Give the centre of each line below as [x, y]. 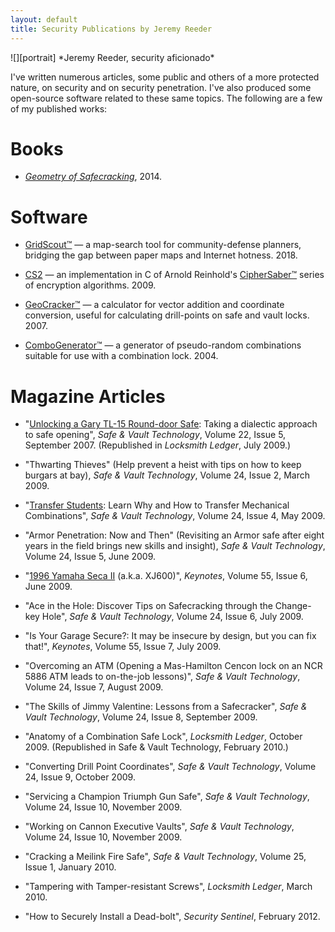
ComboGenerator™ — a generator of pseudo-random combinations [163, 345]
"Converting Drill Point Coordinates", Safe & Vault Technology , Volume [170, 767]
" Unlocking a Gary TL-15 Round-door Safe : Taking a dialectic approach [171, 424]
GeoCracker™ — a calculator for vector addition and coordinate [154, 305]
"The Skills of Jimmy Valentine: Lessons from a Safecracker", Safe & [166, 707]
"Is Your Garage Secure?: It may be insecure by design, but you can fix [170, 636]
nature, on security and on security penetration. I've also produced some [161, 87]
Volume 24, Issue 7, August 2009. [94, 687]
